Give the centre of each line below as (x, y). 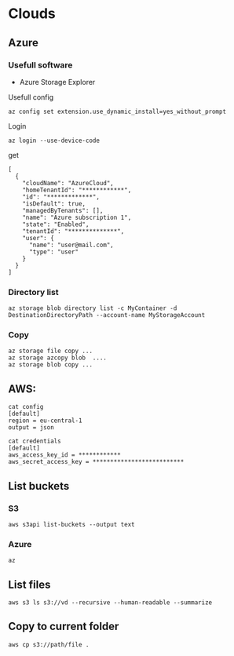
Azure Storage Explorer (57, 82)
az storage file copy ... (50, 351)
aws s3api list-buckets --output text (71, 524)
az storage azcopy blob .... (58, 358)
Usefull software (40, 65)
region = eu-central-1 (45, 421)
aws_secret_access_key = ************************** (96, 462)
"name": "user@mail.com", (71, 245)
